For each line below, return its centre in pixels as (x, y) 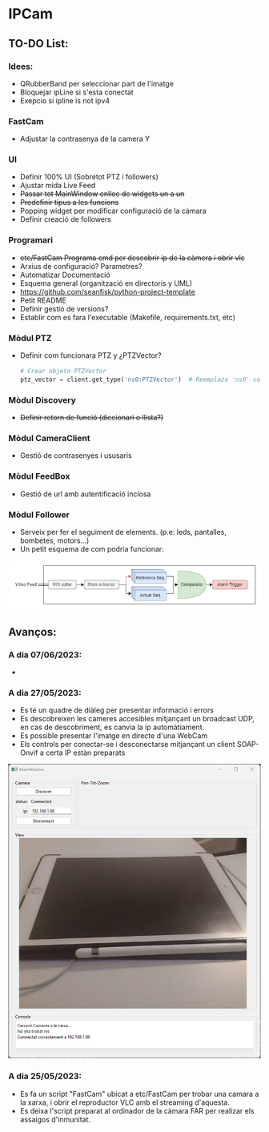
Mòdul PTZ (30, 338)
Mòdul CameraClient (49, 439)
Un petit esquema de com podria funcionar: (92, 549)
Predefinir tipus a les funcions (69, 203)
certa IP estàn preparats (85, 753)
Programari (31, 240)
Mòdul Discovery (42, 399)
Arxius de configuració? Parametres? (81, 266)
